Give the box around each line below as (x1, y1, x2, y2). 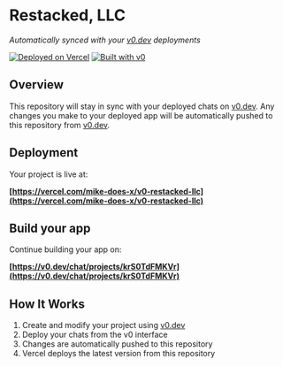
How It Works (9, 296, 86, 311)
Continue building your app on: (9, 244, 122, 255)
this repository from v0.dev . (9, 119, 111, 130)
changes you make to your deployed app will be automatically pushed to (9, 110, 273, 120)
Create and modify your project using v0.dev (21, 320, 186, 331)
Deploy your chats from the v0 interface (21, 329, 168, 340)
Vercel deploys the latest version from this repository (21, 348, 216, 359)
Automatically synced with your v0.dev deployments (9, 34, 201, 45)
